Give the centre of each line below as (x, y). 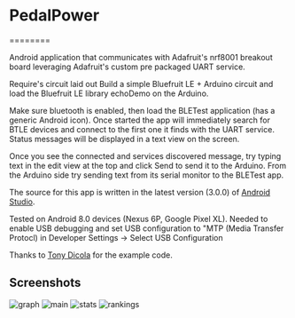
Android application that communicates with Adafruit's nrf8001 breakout (141, 57)
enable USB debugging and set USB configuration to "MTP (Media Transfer (147, 228)
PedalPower (54, 16)
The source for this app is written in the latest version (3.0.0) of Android (140, 192)
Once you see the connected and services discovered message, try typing (145, 155)
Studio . (22, 202)
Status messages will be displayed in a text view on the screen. (124, 139)
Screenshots (45, 283)
